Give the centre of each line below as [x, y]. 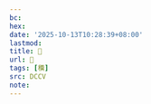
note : [19, 85]
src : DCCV [28, 77]
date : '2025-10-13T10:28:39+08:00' [76, 34]
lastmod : [26, 43]
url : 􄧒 [22, 60]
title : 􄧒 [26, 52]
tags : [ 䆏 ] [29, 69]
